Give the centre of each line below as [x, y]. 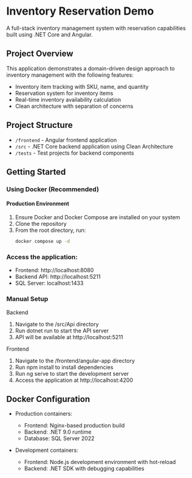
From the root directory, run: [50, 230]
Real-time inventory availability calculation [68, 99]
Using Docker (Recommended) [53, 189]
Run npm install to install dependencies [64, 367]
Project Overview [40, 54]
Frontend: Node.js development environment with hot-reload [100, 462]
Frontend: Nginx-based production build [74, 426]
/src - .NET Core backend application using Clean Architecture [94, 146]
